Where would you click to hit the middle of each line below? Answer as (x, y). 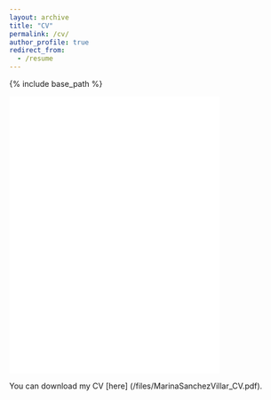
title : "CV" (31, 26)
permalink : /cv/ (39, 34)
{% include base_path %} (56, 84)
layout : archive (39, 17)
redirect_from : (37, 51)
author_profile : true (49, 42)
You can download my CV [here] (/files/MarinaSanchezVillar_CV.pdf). (136, 386)
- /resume (35, 59)
